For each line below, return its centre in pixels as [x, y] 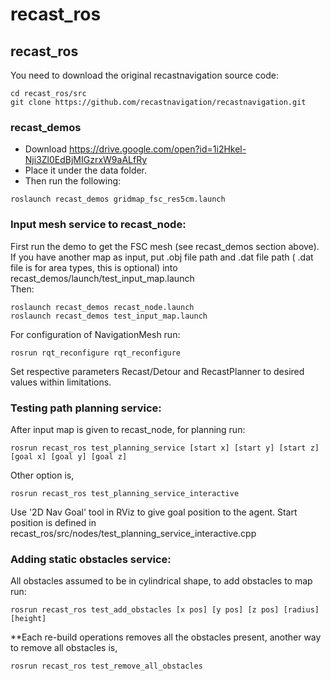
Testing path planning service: [86, 408]
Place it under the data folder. [86, 170]
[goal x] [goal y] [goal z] [69, 456]
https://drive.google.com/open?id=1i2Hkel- [158, 149]
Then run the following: [73, 181]
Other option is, [42, 475]
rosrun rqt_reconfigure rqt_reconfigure [96, 353]
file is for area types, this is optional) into [94, 267]
